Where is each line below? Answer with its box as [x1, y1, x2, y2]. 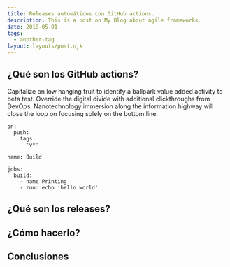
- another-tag [13, 36, 55, 43]
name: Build [7, 153, 42, 161]
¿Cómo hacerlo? [7, 226, 80, 238]
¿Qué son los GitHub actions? [7, 68, 139, 80]
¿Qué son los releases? [7, 203, 110, 215]
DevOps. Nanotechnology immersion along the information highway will [7, 102, 214, 110]
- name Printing [20, 178, 68, 185]
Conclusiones [7, 250, 69, 262]
